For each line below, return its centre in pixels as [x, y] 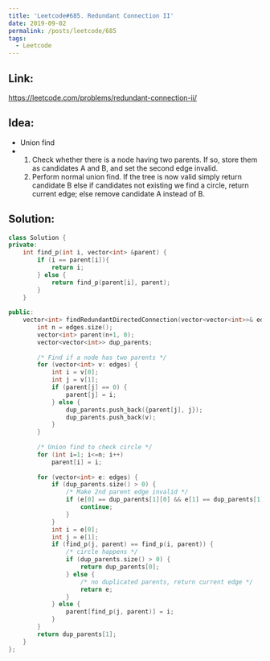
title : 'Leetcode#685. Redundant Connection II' [91, 16]
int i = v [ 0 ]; [75, 372]
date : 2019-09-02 [37, 23]
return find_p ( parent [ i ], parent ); [111, 283]
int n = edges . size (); [75, 328]
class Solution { [37, 238]
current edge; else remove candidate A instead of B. [118, 193]
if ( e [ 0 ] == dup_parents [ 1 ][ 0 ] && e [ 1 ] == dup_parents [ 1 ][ [166, 500]
